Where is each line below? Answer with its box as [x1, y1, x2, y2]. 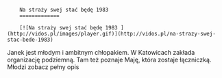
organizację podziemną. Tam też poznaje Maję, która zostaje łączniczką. [7, 55, 212, 64]
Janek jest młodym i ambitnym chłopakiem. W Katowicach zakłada [7, 49, 195, 56]
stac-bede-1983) [7, 36, 53, 43]
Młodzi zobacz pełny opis [7, 63, 79, 71]
